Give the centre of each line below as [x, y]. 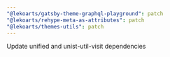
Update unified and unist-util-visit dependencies [76, 47]
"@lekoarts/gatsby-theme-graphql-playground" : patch [85, 14]
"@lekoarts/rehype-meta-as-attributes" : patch [76, 20]
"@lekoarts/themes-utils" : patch [55, 26]
